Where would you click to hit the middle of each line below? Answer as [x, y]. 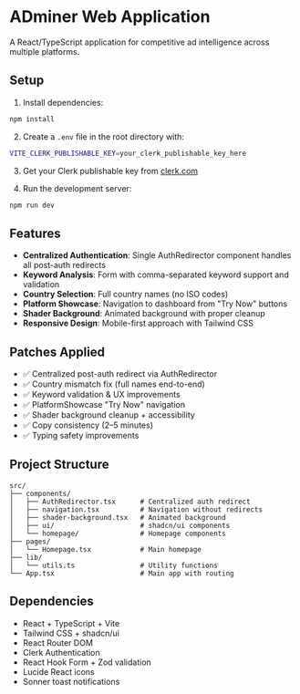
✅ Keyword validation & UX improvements [101, 394]
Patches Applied [57, 352]
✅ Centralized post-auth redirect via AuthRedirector [119, 374]
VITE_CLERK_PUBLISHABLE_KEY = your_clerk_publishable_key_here [128, 153]
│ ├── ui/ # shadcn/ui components [120, 525]
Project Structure [59, 465]
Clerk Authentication [61, 652]
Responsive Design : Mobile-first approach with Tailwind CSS [138, 323]
